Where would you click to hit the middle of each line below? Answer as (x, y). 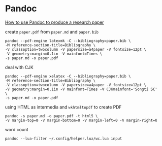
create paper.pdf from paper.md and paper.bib (52, 32)
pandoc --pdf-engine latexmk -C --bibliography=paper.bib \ (68, 41)
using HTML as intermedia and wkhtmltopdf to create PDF (64, 107)
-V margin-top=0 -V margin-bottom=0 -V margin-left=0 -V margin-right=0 (81, 120)
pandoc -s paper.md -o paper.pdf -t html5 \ (51, 116)
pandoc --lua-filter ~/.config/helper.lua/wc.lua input (64, 139)
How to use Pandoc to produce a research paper (55, 22)
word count (17, 129)
